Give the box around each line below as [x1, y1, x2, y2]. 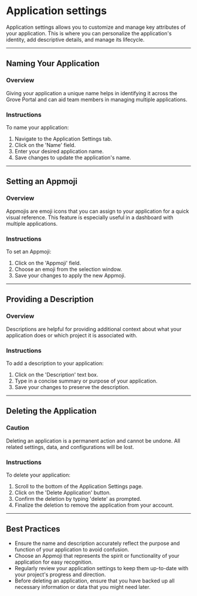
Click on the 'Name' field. [14, 141, 76, 148]
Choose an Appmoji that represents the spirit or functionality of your [14, 552, 180, 559]
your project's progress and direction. [14, 571, 106, 578]
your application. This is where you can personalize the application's [6, 29, 172, 36]
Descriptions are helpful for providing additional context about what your [6, 325, 182, 333]
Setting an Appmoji [6, 176, 78, 186]
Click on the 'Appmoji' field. [14, 259, 81, 266]
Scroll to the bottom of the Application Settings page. [14, 483, 144, 490]
